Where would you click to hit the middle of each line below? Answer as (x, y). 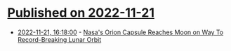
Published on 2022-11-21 (81, 13)
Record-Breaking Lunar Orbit (59, 39)
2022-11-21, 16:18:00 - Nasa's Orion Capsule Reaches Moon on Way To (120, 32)
